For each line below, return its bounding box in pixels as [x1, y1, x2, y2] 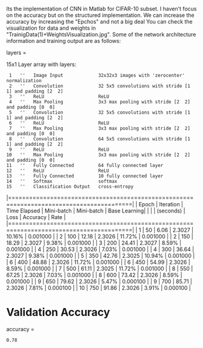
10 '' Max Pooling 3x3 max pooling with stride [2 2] [6, 152, 190, 158]
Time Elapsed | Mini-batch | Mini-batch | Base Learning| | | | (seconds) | [6, 207, 185, 214]
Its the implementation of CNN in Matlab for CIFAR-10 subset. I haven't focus [6, 5, 197, 12]
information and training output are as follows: [6, 38, 121, 44]
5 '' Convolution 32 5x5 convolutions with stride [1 [8, 110, 190, 116]
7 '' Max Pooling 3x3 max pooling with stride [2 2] [8, 125, 190, 131]
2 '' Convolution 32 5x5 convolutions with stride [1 [8, 83, 190, 89]
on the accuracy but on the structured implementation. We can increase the [6, 11, 195, 19]
